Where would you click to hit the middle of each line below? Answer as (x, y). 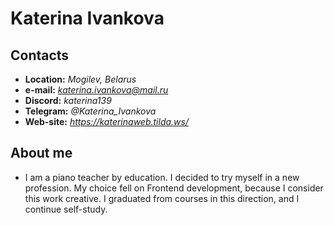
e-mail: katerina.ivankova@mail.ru (96, 90)
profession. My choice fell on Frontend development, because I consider (174, 188)
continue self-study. (66, 209)
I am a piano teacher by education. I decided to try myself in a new (162, 177)
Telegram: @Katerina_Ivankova (90, 111)
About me (41, 153)
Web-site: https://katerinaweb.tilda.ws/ (106, 121)
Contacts (40, 55)
